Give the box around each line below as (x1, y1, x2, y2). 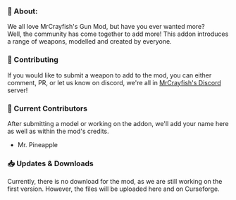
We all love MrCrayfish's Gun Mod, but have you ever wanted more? (7, 23, 206, 31)
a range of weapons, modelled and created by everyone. (7, 37, 172, 46)
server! (7, 86, 28, 94)
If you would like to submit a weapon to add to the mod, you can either (7, 70, 212, 80)
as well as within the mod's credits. (7, 127, 109, 135)
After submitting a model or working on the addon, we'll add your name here (7, 119, 229, 127)
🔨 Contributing (7, 55, 58, 65)
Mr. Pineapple (17, 140, 58, 149)
